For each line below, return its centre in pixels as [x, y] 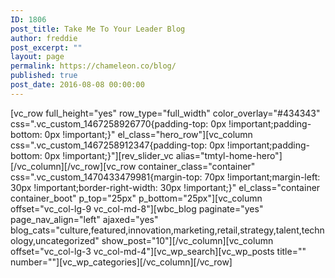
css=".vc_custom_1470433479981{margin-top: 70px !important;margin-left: [165, 177]
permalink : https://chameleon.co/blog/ [93, 66]
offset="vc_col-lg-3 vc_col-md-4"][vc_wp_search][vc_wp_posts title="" [158, 251]
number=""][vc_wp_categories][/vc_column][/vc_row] [121, 262]
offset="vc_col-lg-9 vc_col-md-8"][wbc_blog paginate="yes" [137, 208]
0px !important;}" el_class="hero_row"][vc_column [148, 134]
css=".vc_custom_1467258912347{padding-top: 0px [117, 145]
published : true [44, 76]
